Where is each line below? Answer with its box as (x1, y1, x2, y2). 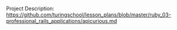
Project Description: (6, 5, 55, 12)
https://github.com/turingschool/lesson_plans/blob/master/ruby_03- (6, 11, 171, 18)
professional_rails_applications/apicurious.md (6, 18, 117, 24)
